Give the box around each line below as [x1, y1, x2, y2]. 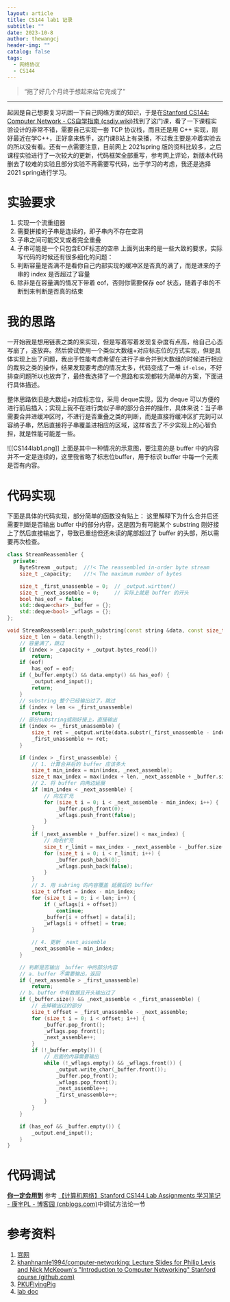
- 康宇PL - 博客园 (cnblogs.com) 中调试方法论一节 [7, 1200, 146, 1208]
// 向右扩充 [43, 838, 74, 844]
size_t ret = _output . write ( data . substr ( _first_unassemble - [31, 729, 210, 736]
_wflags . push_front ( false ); [55, 812, 136, 818]
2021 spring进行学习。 [7, 168, 71, 176]
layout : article [7, 10, 53, 17]
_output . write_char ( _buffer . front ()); [55, 1066, 167, 1073]
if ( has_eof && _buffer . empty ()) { [19, 1123, 121, 1130]
